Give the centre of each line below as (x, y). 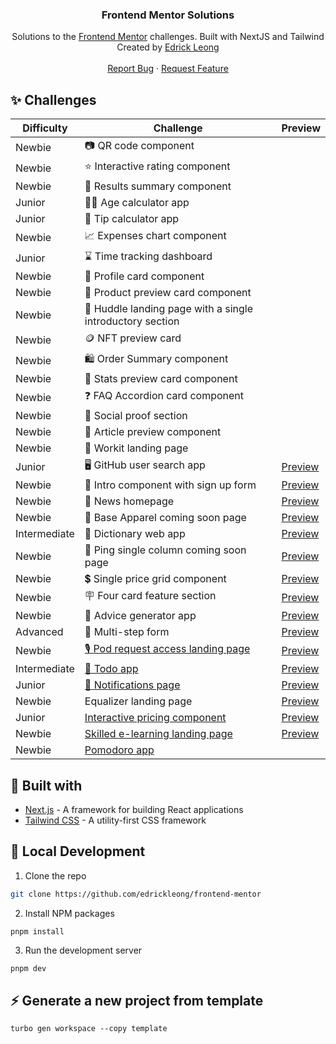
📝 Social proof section (136, 416)
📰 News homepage (129, 501)
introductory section (132, 321)
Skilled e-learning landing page (158, 734)
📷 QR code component (139, 146)
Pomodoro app (119, 750)
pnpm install (37, 931)
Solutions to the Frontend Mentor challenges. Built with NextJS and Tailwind (168, 37)
